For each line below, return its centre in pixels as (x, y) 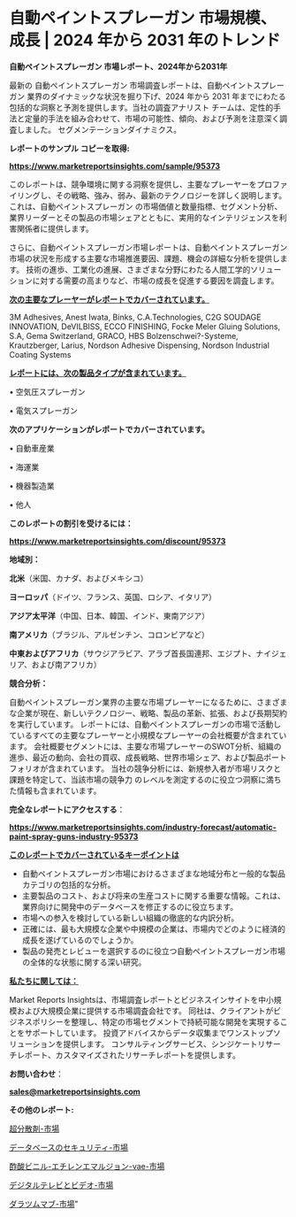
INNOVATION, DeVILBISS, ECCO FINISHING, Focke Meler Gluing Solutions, (145, 326)
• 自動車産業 (32, 448)
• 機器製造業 (32, 485)
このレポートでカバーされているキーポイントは (94, 854)
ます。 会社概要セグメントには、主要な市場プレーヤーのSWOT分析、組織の (145, 746)
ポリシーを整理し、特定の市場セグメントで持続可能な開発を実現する (156, 1021)
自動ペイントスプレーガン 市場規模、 (143, 18)
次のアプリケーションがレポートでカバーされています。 (109, 429)
